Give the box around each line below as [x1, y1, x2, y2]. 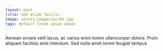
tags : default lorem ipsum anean [5, 21, 76, 26]
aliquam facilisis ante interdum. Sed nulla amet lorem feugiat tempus [5, 40, 147, 46]
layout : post [5, 7, 33, 12]
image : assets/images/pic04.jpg [5, 16, 73, 21]
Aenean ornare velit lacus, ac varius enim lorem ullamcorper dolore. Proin [5, 35, 158, 41]
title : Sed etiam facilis [5, 12, 60, 17]
